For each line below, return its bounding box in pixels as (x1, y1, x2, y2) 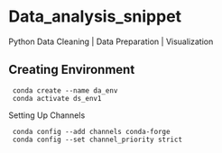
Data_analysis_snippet (8, 6, 182, 27)
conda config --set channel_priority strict (12, 135, 182, 144)
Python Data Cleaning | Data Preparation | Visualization (8, 36, 214, 47)
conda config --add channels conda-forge (12, 127, 171, 136)
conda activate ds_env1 (12, 94, 102, 103)
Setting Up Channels (8, 110, 86, 121)
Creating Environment (8, 62, 135, 77)
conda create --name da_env (12, 85, 118, 95)
